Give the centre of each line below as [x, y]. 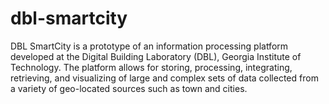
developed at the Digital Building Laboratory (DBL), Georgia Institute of [156, 56]
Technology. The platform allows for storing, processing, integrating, [151, 67]
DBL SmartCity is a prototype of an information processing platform [149, 46]
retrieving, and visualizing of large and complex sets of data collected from [164, 78]
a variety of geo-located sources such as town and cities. [129, 88]
